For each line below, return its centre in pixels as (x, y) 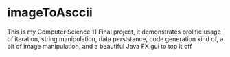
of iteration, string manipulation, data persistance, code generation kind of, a (115, 38)
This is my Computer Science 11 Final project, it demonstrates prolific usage (114, 32)
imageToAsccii (50, 13)
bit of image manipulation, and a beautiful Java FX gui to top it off (100, 46)
